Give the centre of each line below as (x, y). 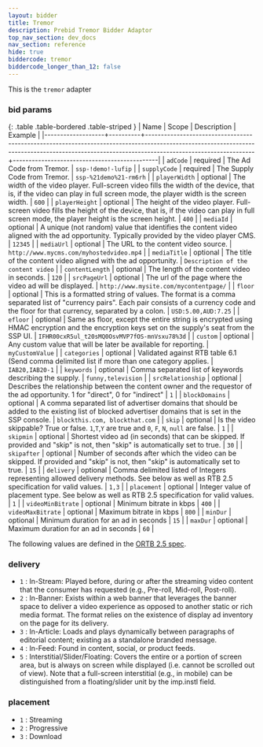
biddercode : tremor (40, 60)
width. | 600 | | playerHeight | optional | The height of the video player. (121, 203)
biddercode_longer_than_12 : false (65, 67)
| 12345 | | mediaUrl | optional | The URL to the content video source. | (120, 244)
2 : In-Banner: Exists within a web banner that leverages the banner (128, 598)
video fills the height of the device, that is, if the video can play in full (143, 210)
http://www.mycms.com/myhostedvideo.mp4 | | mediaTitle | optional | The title (130, 252)
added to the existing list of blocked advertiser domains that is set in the (125, 411)
